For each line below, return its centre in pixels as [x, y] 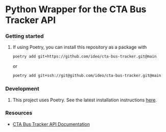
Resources [19, 113]
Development [22, 89]
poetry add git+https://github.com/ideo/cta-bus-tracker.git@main [85, 57]
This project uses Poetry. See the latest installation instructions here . [85, 100]
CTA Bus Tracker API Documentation [51, 124]
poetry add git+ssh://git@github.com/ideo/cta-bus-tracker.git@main [87, 76]
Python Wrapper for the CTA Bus [76, 9]
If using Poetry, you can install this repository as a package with [80, 47]
